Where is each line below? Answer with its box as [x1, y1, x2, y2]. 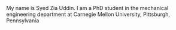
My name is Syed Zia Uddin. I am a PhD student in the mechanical [6, 5, 169, 11]
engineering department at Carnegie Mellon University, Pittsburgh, [6, 11, 171, 18]
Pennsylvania [6, 17, 40, 24]
